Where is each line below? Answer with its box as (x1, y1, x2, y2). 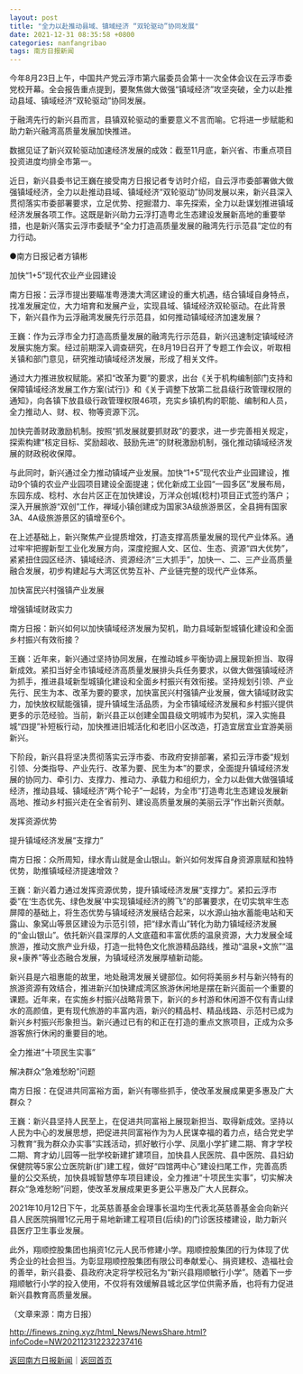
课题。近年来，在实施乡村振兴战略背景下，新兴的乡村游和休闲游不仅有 (9, 994, 271, 1005)
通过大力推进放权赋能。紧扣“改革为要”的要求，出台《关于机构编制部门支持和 (9, 373, 293, 383)
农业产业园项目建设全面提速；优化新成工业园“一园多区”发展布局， (45, 479, 290, 490)
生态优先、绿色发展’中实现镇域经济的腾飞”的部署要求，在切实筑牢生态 (30, 896, 289, 907)
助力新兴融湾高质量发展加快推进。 (9, 125, 136, 136)
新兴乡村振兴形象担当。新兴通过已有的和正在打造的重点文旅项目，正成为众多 (9, 1017, 294, 1028)
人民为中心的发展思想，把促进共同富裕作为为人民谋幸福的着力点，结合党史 (9, 1127, 286, 1138)
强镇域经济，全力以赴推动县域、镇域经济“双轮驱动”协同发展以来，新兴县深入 (9, 187, 293, 198)
